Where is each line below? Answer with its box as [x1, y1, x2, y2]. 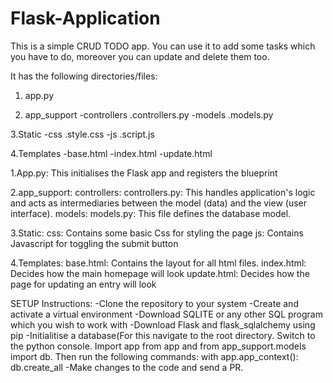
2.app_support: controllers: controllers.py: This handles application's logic [10, 186, 316, 198]
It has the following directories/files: [10, 70, 158, 82]
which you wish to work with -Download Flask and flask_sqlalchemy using [10, 318, 316, 331]
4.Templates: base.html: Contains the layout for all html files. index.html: [10, 257, 307, 269]
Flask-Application [10, 7, 161, 30]
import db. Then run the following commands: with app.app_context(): [10, 350, 299, 362]
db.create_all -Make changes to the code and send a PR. [10, 361, 244, 373]
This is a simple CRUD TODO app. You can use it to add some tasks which [10, 40, 316, 52]
